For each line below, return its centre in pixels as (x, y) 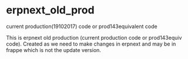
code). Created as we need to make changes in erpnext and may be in (91, 44)
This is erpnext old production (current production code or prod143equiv (94, 37)
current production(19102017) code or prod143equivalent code (82, 26)
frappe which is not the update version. (54, 50)
